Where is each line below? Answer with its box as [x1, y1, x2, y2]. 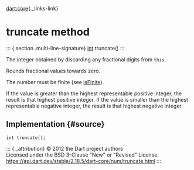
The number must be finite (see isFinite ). [6, 78, 104, 85]
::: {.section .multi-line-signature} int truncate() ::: [6, 44, 125, 51]
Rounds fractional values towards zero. [6, 67, 101, 74]
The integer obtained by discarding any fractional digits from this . [6, 55, 166, 63]
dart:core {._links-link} [6, 5, 59, 12]
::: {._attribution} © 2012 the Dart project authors [6, 145, 123, 152]
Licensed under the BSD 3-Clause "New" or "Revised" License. [6, 151, 159, 158]
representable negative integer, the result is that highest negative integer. [6, 102, 183, 109]
